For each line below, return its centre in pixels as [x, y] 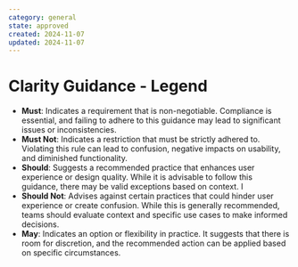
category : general [42, 17]
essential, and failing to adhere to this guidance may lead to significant [151, 120]
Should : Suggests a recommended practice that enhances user [138, 168]
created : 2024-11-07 [47, 34]
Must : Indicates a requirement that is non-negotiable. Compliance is [147, 111]
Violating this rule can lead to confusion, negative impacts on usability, [151, 149]
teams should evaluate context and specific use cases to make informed [154, 215]
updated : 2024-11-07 [47, 42]
